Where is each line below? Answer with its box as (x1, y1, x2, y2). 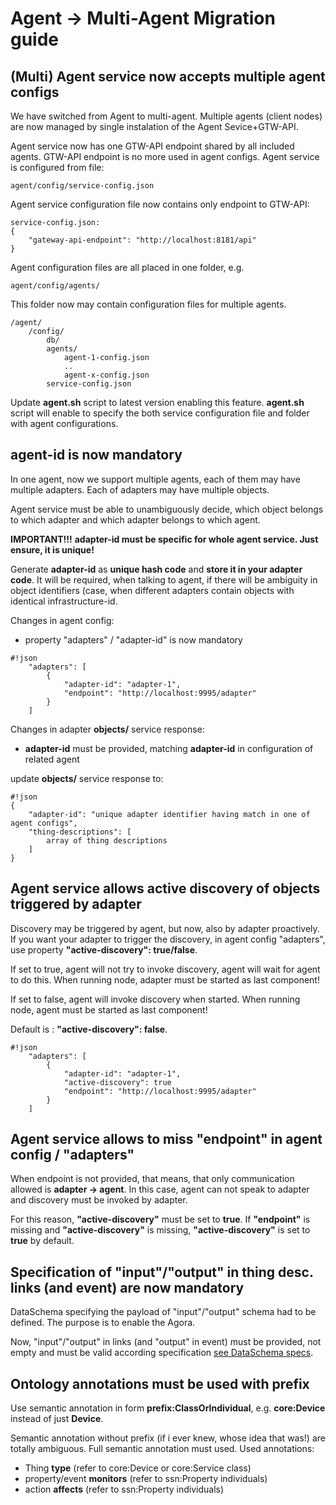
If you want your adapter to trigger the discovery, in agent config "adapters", (10, 933, 326, 945)
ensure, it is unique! (10, 543, 95, 556)
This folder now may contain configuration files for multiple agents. (10, 298, 287, 310)
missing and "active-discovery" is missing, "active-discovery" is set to (10, 1224, 311, 1236)
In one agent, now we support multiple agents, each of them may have (10, 473, 301, 485)
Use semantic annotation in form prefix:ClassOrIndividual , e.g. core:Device (10, 1402, 326, 1414)
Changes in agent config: (10, 614, 115, 626)
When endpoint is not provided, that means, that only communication (10, 1173, 295, 1185)
